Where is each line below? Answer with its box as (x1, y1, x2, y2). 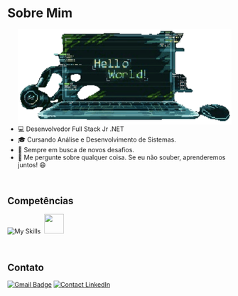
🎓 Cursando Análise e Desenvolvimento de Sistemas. (17, 135, 176, 144)
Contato (7, 261, 44, 273)
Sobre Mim (7, 5, 73, 21)
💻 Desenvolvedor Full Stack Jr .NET (17, 125, 124, 133)
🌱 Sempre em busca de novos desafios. (17, 145, 135, 154)
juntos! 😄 (17, 160, 46, 169)
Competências (7, 195, 74, 207)
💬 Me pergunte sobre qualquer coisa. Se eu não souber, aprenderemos (17, 153, 226, 162)
